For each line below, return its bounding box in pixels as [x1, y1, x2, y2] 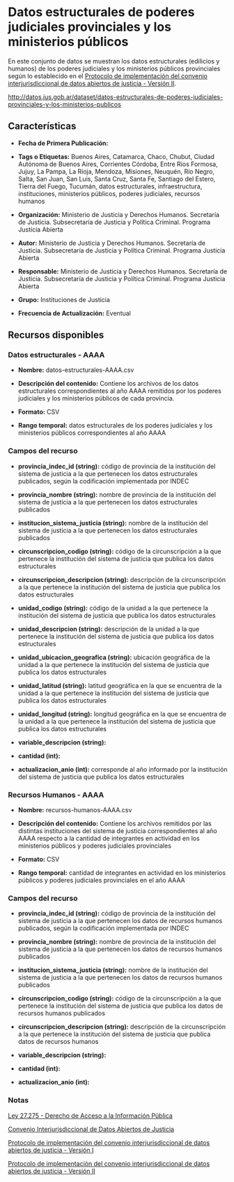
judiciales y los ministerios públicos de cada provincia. [17, 394, 175, 403]
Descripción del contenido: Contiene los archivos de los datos [17, 380, 199, 388]
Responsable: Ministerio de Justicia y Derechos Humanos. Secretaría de [17, 267, 228, 276]
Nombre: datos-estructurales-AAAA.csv [17, 366, 134, 374]
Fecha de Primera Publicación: [17, 139, 109, 147]
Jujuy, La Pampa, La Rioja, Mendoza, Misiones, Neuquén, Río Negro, [17, 167, 215, 175]
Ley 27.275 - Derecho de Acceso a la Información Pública [8, 1111, 173, 1120]
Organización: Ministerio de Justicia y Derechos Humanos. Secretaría [17, 210, 220, 218]
